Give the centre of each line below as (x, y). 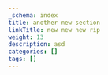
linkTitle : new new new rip (54, 30)
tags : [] (22, 59)
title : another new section (54, 23)
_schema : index (33, 15)
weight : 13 (26, 37)
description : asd (37, 45)
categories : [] (33, 52)
